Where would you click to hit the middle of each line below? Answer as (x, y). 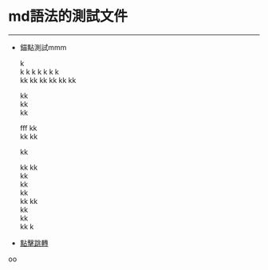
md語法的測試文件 (68, 16)
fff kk (28, 127)
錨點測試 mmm (43, 47)
